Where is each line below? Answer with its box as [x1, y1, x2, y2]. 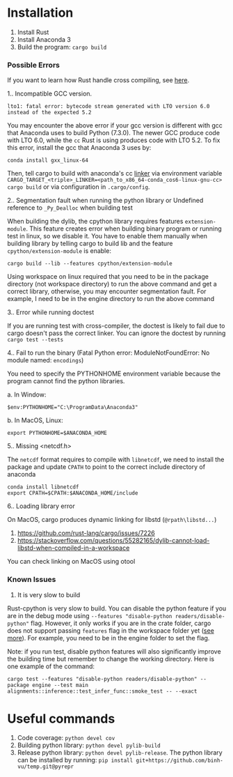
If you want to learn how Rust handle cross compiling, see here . [7, 76, 190, 84]
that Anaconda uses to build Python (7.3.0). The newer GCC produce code [7, 129, 220, 137]
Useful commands [7, 711, 115, 726]
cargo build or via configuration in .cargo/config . [7, 183, 150, 191]
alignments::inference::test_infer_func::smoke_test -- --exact [7, 688, 198, 695]
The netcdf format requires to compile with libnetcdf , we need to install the [7, 455, 225, 464]
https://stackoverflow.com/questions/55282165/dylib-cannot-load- [17, 537, 210, 545]
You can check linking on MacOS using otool [7, 557, 136, 566]
